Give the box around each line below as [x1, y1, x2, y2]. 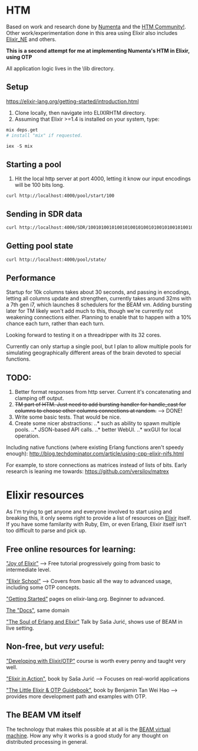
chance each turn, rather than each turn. [6, 320, 105, 327]
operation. [14, 432, 40, 439]
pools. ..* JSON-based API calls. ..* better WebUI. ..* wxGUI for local [14, 426, 181, 433]
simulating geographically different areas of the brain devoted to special [6, 349, 181, 357]
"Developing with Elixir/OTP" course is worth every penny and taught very [6, 657, 186, 664]
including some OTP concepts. [6, 584, 81, 591]
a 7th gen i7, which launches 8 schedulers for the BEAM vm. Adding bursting [6, 301, 192, 308]
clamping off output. [14, 394, 64, 402]
